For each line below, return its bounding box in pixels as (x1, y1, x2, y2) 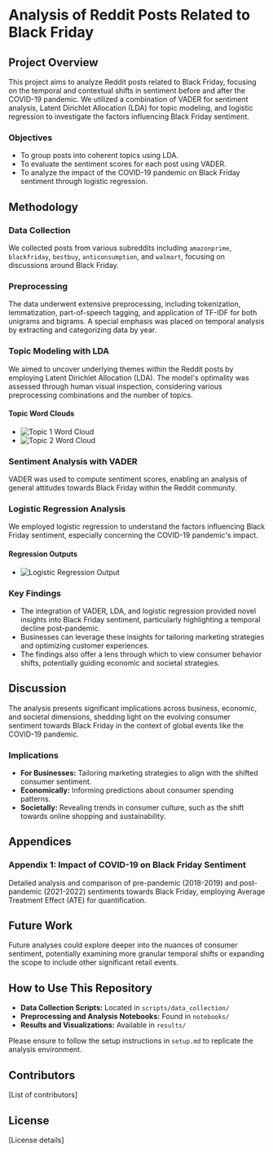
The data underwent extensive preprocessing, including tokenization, (8, 299, 241, 309)
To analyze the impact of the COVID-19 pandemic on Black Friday (20, 168, 240, 178)
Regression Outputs (8, 548, 78, 559)
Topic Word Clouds (8, 409, 75, 419)
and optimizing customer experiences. (20, 640, 150, 650)
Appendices (8, 835, 72, 849)
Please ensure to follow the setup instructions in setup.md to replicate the (8, 1036, 254, 1046)
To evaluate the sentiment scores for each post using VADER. (20, 159, 227, 169)
